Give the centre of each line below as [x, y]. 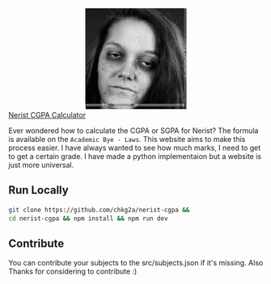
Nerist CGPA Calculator [47, 115]
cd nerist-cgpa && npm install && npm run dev [88, 218]
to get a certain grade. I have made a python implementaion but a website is [135, 156]
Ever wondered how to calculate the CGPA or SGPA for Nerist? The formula [133, 131]
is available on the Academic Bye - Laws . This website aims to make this [127, 139]
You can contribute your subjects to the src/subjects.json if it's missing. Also [136, 263]
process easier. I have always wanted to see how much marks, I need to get [135, 148]
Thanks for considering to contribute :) [73, 271]
